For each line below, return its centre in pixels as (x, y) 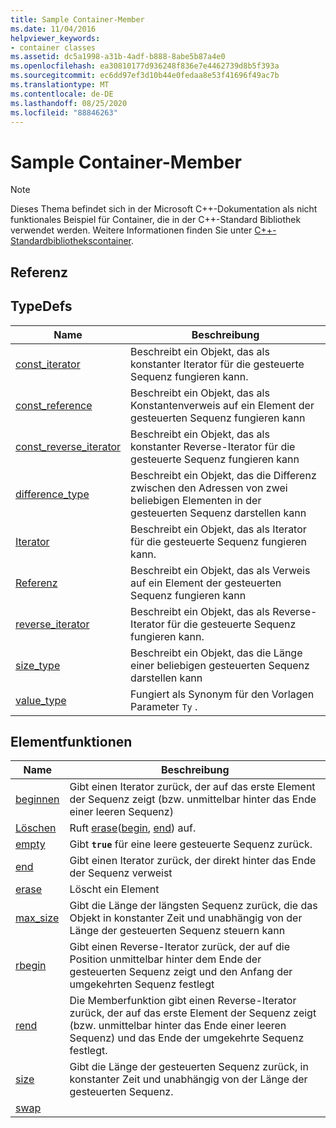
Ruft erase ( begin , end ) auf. (133, 828)
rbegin (31, 966)
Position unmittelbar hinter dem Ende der (165, 959)
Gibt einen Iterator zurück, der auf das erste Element (192, 787)
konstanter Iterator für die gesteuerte (217, 364)
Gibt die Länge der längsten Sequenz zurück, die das (193, 906)
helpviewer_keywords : (55, 38)
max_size (37, 918)
